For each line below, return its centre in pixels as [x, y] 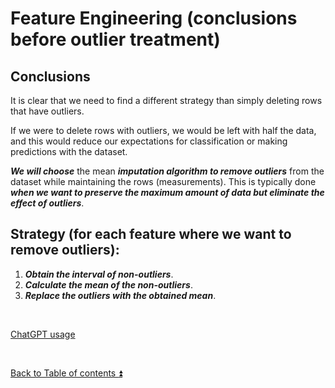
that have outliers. [47, 111]
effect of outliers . [47, 203]
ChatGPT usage [43, 334]
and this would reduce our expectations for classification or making [149, 141]
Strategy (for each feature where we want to [151, 234]
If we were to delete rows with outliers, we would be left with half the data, [163, 130]
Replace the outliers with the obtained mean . [120, 295]
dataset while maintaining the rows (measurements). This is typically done [163, 181]
